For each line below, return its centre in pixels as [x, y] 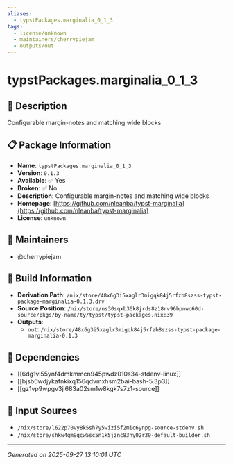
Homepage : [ [36, 203]
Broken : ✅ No [37, 188]
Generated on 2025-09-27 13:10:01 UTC [64, 455]
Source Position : [41, 308]
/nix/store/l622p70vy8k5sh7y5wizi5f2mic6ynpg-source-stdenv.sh [111, 428]
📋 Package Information [59, 146]
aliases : [20, 14]
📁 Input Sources [42, 411]
